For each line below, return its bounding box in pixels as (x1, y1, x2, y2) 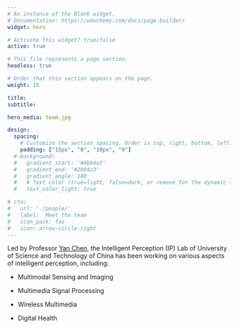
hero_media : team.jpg (7, 114, 72, 121)
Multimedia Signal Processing (17, 287, 105, 295)
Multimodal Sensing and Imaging (17, 273, 114, 282)
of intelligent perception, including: (7, 259, 109, 267)
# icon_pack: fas (7, 218, 65, 225)
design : (7, 127, 30, 134)
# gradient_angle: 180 (13, 173, 87, 180)
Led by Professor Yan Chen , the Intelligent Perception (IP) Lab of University (7, 244, 227, 253)
